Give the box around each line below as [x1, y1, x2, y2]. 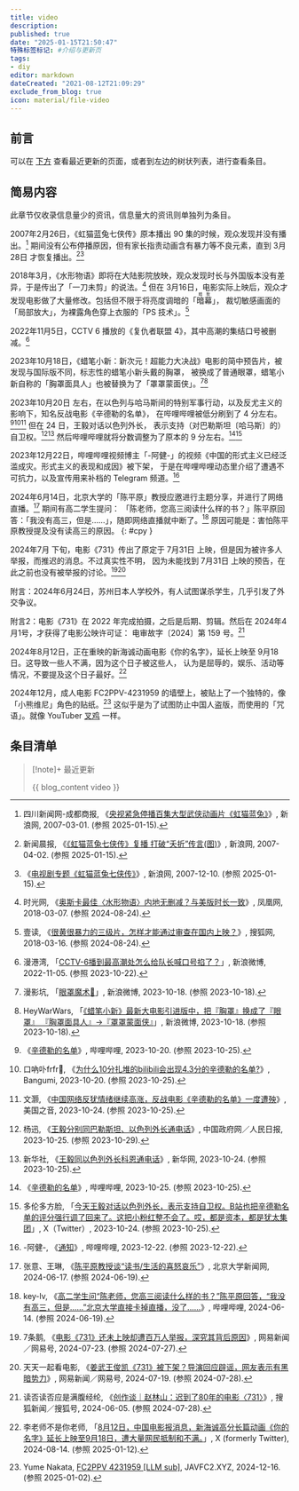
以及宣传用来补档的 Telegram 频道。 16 [40, 472, 180, 483]
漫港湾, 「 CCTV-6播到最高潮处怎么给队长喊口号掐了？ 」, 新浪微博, [22, 956, 267, 967]
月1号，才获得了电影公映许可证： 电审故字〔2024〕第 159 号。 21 [10, 625, 245, 638]
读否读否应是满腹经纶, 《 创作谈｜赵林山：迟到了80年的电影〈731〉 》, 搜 [22, 1392, 284, 1402]
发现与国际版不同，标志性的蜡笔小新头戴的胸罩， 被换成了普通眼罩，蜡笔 [10, 367, 277, 377]
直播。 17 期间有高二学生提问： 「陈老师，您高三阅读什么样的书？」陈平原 [10, 501, 278, 513]
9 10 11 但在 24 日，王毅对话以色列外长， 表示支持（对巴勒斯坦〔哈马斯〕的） [10, 418, 286, 431]
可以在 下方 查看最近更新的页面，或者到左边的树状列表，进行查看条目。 [10, 156, 271, 167]
